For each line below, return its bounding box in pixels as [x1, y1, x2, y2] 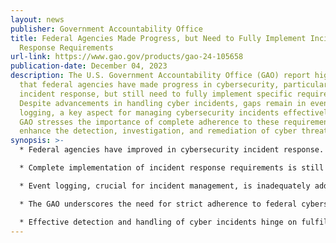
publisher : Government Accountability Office [10, 24, 203, 34]
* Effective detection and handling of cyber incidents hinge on [19, 217, 298, 227]
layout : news [10, 14, 65, 25]
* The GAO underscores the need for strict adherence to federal [19, 199, 298, 209]
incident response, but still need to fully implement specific [19, 89, 293, 99]
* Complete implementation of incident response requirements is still [19, 163, 325, 173]
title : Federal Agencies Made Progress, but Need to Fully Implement [10, 33, 307, 43]
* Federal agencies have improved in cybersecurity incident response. [19, 145, 325, 155]
